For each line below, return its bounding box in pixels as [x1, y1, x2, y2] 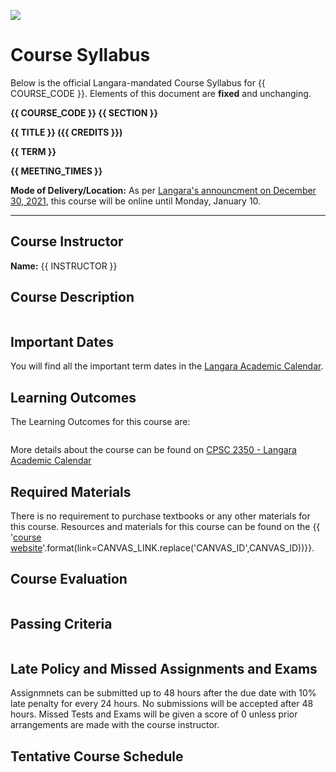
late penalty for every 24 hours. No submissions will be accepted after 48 [10, 698, 314, 710]
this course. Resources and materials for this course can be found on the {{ [10, 521, 321, 532]
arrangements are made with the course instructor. [10, 719, 220, 731]
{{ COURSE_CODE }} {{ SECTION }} [10, 106, 158, 119]
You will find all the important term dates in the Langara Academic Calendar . [10, 360, 324, 372]
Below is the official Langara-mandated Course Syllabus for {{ [10, 76, 266, 89]
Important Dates [10, 333, 114, 350]
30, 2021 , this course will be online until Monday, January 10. [10, 195, 262, 207]
